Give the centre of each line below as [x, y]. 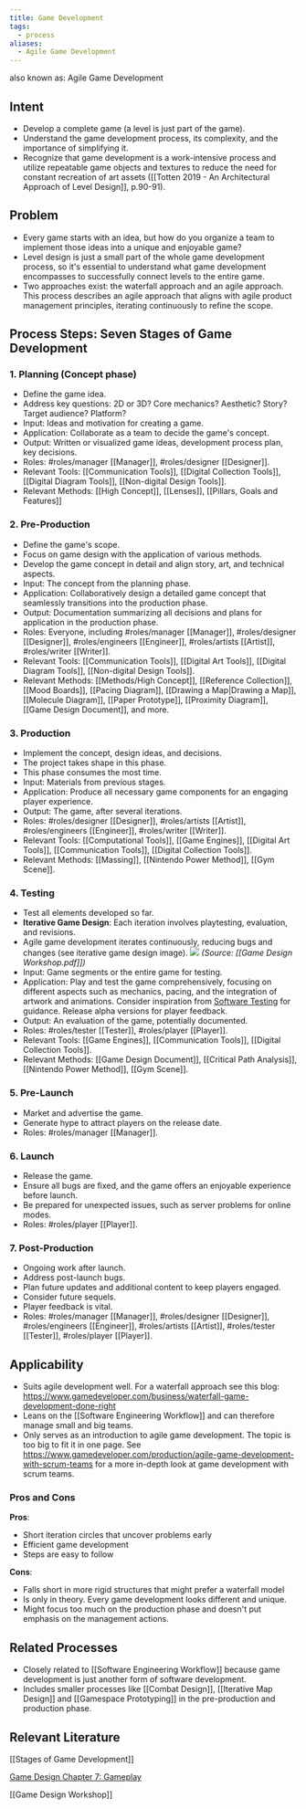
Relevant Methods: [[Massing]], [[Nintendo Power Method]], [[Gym [148, 860]
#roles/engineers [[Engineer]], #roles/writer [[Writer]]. [124, 831]
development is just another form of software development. [134, 1679]
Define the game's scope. [71, 544]
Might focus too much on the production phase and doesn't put [142, 1609]
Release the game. [58, 1175]
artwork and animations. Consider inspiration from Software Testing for [157, 1002]
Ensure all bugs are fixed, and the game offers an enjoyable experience [157, 1185]
